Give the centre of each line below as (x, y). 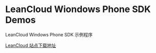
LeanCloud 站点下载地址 (31, 45)
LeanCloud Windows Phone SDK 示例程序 (49, 34)
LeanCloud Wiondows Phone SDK (78, 9)
